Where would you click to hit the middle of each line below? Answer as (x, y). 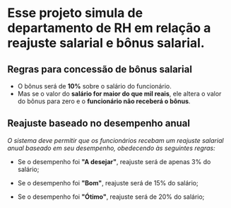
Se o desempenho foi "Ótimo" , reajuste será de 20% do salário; (111, 197)
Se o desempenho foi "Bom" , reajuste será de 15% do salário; (108, 183)
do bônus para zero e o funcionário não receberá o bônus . (104, 101)
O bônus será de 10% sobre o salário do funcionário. (94, 86)
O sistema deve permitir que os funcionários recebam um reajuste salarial (115, 140)
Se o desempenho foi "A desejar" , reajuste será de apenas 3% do (114, 161)
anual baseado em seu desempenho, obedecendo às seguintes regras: (111, 148)
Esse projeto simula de (75, 13)
